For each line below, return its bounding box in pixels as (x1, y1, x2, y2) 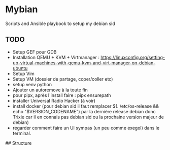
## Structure (5, 140, 32, 146)
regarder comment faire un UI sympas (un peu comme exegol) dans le (12, 124, 160, 131)
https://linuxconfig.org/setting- (100, 54, 165, 60)
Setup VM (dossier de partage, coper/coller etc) (12, 76, 113, 82)
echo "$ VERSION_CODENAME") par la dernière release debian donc (12, 108, 156, 114)
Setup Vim (12, 70, 35, 77)
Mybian (5, 4, 38, 15)
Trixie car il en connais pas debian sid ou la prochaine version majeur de (12, 114, 164, 120)
